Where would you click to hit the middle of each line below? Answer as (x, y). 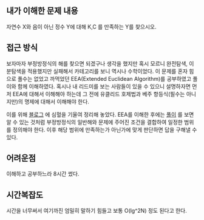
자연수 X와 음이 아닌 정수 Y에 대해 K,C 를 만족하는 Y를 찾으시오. (81, 27)
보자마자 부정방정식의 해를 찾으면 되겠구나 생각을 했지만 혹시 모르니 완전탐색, (97, 63)
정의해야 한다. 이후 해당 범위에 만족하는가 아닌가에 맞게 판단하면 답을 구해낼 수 (105, 129)
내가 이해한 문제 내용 (42, 11)
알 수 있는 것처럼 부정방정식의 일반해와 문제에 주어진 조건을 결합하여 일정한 (95, 122)
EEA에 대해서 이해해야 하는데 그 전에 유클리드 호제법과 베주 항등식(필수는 (99, 94)
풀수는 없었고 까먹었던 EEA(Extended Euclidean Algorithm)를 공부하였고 (104, 78)
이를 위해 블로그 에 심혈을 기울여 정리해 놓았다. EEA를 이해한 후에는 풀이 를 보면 (100, 114)
